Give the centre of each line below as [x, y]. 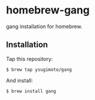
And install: [20, 80]
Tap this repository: [30, 58]
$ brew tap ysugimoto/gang [39, 70]
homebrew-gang [48, 10]
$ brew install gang [31, 91]
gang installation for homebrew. [44, 26]
